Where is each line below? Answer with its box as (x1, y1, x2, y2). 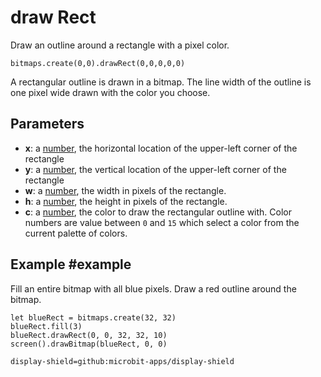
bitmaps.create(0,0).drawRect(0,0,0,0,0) (10, 58, 186, 68)
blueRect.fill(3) (10, 321, 83, 331)
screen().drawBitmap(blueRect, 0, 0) (10, 339, 168, 349)
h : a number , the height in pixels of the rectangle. (24, 195, 228, 207)
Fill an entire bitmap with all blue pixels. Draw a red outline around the (10, 282, 297, 295)
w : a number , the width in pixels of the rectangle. (24, 184, 227, 196)
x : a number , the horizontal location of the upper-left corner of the (24, 142, 298, 154)
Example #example (10, 256, 132, 273)
